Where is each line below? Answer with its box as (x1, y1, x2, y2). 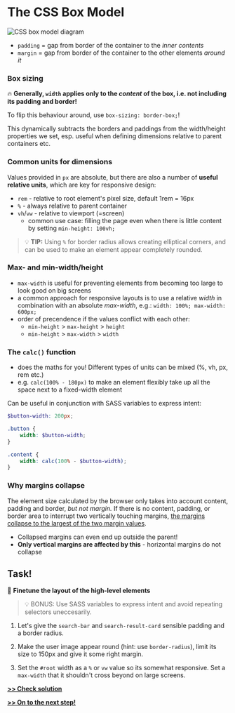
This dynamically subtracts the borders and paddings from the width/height (7, 124, 226, 133)
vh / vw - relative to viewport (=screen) (17, 208, 125, 218)
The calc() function (7, 347, 76, 356)
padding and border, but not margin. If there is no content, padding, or (7, 504, 210, 512)
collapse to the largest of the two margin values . (7, 519, 147, 527)
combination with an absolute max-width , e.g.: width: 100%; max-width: (17, 301, 226, 309)
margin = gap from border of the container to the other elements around (17, 48, 226, 57)
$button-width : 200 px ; (7, 413, 74, 420)
